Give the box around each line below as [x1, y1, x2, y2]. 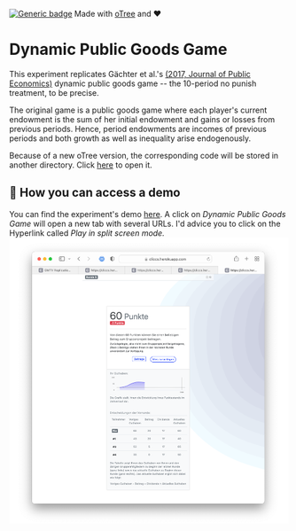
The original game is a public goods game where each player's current [9, 105, 268, 115]
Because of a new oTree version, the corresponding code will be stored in [9, 150, 279, 160]
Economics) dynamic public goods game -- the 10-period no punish [9, 78, 257, 89]
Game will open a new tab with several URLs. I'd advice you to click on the [9, 218, 281, 229]
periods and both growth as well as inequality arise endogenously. [9, 133, 252, 144]
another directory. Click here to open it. [9, 160, 152, 170]
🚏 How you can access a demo [9, 185, 181, 200]
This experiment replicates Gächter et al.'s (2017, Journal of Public [9, 68, 251, 79]
